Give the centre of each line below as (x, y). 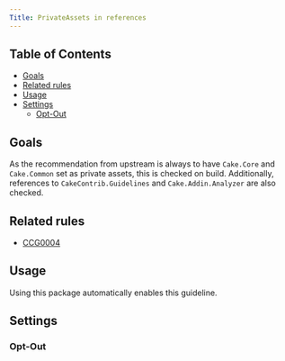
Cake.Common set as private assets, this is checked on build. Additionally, (142, 174)
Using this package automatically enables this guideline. (113, 293)
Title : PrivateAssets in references (78, 18)
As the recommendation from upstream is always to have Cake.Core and (142, 164)
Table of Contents (61, 54)
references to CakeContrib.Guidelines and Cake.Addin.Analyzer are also (142, 183)
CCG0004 (41, 243)
